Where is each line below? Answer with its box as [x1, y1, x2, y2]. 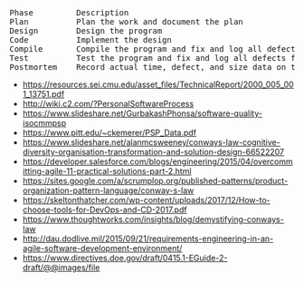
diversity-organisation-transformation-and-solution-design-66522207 [22, 147, 285, 157]
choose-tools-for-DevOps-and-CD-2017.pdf [22, 204, 187, 215]
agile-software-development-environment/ [22, 243, 183, 253]
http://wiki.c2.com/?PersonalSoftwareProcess [22, 99, 195, 109]
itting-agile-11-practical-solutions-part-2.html [22, 166, 192, 176]
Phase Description [9, 8, 129, 17]
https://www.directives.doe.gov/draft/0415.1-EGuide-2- [22, 253, 228, 263]
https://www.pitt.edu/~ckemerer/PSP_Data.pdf [22, 127, 197, 138]
